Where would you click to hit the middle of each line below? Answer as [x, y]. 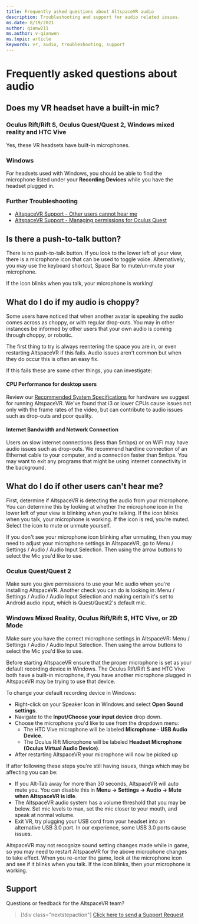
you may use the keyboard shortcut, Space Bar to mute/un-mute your [90, 266]
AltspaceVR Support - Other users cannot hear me [76, 214]
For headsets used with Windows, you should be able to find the [84, 173]
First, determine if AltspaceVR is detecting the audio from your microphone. [98, 500]
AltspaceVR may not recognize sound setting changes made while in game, [98, 845]
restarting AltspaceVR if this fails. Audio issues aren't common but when [94, 353]
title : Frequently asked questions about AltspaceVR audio [80, 12]
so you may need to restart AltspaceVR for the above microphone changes [97, 851]
